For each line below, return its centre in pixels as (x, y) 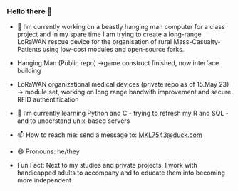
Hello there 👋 (30, 11)
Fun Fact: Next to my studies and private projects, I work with (107, 165)
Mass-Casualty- (197, 42)
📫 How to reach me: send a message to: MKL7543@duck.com (109, 135)
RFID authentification (48, 99)
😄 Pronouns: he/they (48, 151)
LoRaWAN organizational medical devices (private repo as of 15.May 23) (123, 84)
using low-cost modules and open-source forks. (113, 50)
